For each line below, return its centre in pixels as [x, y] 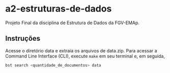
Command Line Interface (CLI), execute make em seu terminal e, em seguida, [85, 56]
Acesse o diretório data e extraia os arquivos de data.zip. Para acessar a [81, 50]
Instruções [23, 39]
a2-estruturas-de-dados [59, 9]
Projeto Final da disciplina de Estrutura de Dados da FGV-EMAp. [73, 23]
